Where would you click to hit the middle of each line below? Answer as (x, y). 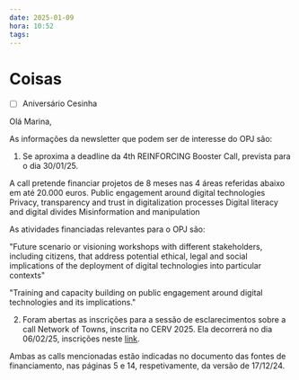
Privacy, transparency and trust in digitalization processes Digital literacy (144, 202)
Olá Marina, (31, 121)
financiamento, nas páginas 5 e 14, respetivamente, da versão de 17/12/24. (147, 366)
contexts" (27, 276)
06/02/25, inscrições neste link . (81, 339)
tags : (19, 34)
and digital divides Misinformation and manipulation (105, 212)
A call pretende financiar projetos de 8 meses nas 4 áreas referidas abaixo (147, 183)
